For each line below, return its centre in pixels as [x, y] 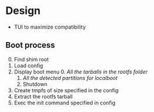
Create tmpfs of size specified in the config [66, 90]
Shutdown [35, 84]
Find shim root [31, 59]
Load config [28, 65]
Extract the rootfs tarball [43, 96]
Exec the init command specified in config [64, 103]
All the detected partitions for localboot [70, 78]
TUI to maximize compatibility [50, 27]
